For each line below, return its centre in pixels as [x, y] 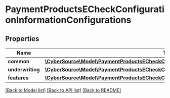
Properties [22, 39]
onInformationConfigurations [68, 20]
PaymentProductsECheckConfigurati [85, 9]
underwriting [24, 69]
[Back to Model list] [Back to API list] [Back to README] [63, 90]
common [19, 61]
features [18, 78]
